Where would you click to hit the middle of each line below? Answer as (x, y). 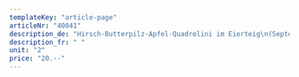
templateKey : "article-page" (63, 17)
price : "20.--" (37, 58)
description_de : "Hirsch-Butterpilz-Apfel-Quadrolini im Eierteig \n (139, 34)
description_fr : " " (48, 42)
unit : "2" (28, 50)
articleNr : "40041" (45, 26)
